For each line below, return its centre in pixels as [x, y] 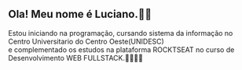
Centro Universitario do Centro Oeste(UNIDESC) [86, 41]
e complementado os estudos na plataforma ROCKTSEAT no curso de [121, 49]
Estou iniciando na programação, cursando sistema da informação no [121, 33]
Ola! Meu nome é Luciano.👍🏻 [80, 14]
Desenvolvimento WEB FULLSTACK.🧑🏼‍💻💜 [76, 58]
